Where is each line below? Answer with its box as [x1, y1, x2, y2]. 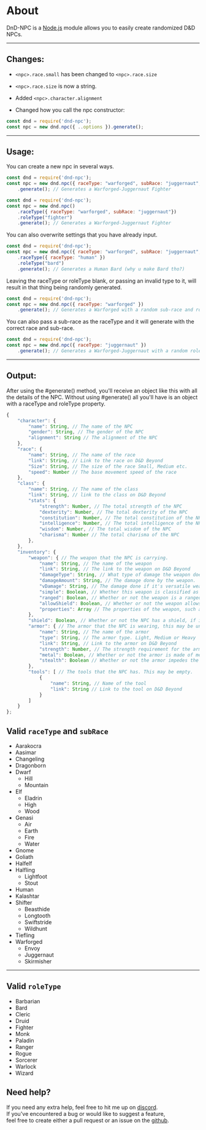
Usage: [6, 146, 35, 157]
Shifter [15, 898, 32, 906]
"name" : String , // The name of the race [28, 452, 136, 458]
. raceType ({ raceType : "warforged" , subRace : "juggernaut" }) [17, 208, 177, 215]
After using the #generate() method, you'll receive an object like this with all [6, 386, 197, 394]
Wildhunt [24, 925, 48, 932]
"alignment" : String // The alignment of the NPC [28, 434, 158, 441]
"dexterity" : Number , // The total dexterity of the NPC [39, 509, 188, 515]
